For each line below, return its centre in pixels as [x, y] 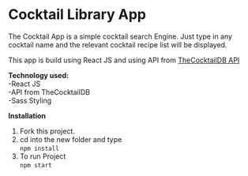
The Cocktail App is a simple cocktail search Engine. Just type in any [120, 36]
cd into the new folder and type [71, 139]
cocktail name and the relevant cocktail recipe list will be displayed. [118, 44]
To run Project [43, 156]
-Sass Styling [30, 100]
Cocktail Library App [77, 15]
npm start [36, 165]
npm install [39, 148]
